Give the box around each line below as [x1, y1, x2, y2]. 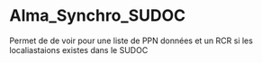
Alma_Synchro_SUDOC [9, 5, 186, 26]
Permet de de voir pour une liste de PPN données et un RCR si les [9, 35, 254, 46]
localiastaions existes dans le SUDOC [9, 44, 149, 55]
